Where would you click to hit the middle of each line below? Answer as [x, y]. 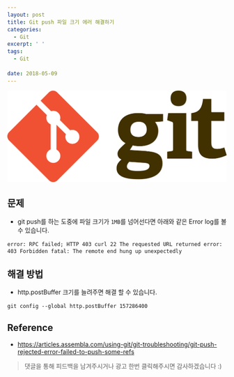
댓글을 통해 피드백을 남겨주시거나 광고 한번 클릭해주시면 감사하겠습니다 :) [123, 367]
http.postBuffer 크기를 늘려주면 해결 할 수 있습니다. [87, 292]
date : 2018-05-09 [32, 73]
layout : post [26, 15]
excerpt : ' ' [26, 44]
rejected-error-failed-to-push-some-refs [76, 352]
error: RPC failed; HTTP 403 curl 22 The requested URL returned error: [115, 244]
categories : [24, 29]
